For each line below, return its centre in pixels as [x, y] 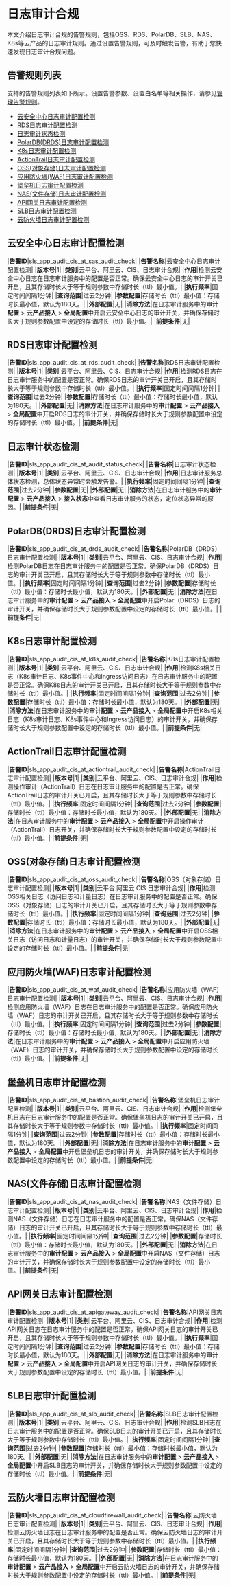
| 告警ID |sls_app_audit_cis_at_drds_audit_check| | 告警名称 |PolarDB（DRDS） [114, 549]
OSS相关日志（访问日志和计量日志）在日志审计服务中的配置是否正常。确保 [112, 896]
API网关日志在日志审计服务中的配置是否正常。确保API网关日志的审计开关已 [113, 1329]
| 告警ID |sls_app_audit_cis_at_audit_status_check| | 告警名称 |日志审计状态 [108, 464]
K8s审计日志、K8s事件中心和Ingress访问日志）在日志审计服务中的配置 [118, 676]
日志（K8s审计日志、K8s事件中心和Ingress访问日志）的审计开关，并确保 [110, 719]
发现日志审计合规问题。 [46, 52]
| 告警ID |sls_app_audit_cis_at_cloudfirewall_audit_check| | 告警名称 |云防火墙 [112, 1515]
